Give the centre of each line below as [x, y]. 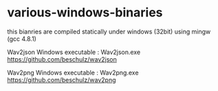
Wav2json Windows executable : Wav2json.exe [74, 52]
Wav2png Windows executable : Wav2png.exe [73, 73]
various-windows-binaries [85, 13]
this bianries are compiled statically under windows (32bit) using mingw [109, 31]
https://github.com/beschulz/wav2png [62, 79]
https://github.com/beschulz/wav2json [62, 59]
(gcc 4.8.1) [22, 38]
